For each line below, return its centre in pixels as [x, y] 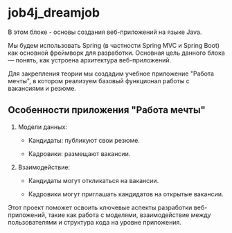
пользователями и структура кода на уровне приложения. [95, 222]
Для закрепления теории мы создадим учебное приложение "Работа [111, 74]
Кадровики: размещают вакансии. [79, 153]
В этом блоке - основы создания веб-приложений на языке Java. [105, 32]
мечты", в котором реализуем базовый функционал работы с [99, 80]
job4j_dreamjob [54, 13]
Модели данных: [43, 127]
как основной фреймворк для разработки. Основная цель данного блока [117, 53]
